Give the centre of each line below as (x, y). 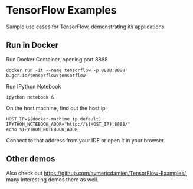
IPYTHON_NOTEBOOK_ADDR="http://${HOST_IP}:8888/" (68, 124)
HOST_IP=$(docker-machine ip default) (54, 119)
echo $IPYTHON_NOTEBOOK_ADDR (42, 129)
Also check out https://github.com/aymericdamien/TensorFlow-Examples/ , (97, 173)
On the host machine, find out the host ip (56, 108)
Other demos (31, 159)
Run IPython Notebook (34, 86)
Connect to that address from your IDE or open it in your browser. (86, 140)
